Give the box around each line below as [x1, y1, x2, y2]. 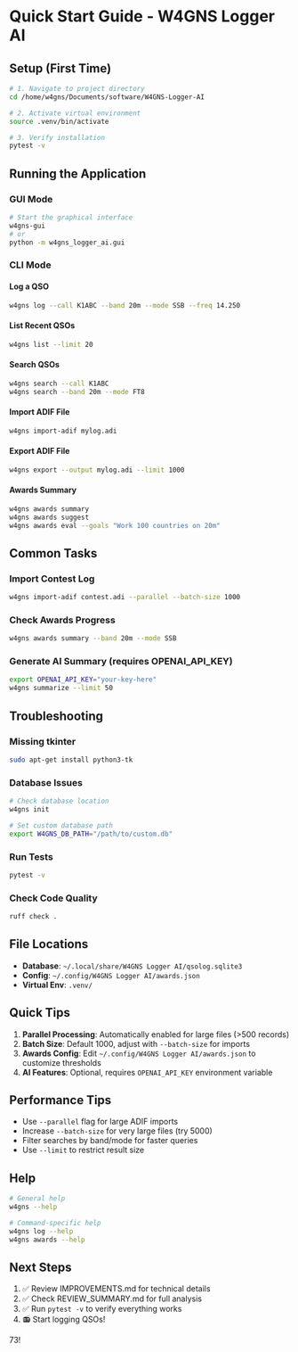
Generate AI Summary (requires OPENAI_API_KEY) [9, 655, 233, 668]
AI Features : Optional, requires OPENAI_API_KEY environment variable [21, 1067, 273, 1077]
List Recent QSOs [9, 320, 76, 331]
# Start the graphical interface [9, 212, 133, 222]
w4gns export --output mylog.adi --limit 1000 [9, 466, 185, 474]
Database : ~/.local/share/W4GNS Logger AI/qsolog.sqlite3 [21, 960, 243, 971]
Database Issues [9, 776, 83, 788]
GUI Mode [9, 193, 53, 205]
